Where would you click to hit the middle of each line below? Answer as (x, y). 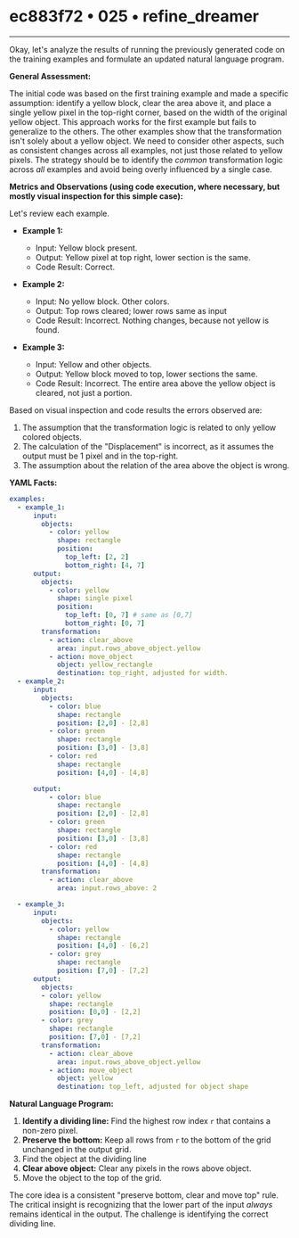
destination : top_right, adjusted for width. (142, 673)
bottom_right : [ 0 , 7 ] (105, 623)
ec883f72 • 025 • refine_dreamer (134, 17)
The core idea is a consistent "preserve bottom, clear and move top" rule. (144, 1195)
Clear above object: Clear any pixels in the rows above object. (137, 1168)
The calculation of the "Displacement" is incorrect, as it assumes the (148, 446)
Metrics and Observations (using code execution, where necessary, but (145, 186)
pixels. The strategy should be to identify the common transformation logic (146, 160)
